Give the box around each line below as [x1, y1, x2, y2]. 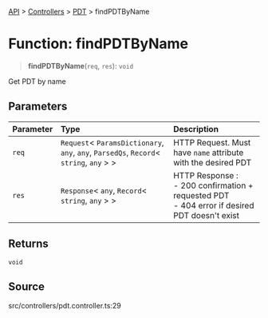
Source [8, 280, 45, 293]
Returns [8, 237, 49, 251]
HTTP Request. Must [172, 137, 251, 148]
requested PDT [172, 189, 230, 201]
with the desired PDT [172, 157, 252, 168]
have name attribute [172, 147, 244, 158]
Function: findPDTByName [8, 35, 189, 53]
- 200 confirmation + [172, 180, 254, 191]
